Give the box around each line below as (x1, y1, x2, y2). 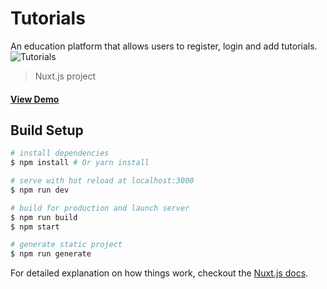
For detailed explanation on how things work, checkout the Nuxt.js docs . (10, 267, 309, 279)
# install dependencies (10, 148, 110, 159)
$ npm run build (10, 212, 78, 222)
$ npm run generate (10, 249, 92, 259)
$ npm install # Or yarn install (10, 158, 150, 168)
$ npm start (10, 222, 60, 232)
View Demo (10, 93, 60, 105)
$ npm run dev (10, 185, 70, 195)
